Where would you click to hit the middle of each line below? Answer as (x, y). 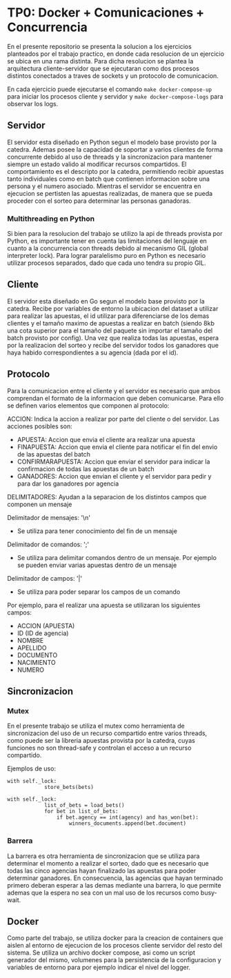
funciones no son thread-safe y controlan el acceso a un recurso (99, 748)
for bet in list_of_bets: (81, 812)
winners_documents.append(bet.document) (128, 824)
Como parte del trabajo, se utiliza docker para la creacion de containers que (115, 938)
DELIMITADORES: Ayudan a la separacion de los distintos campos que (107, 497)
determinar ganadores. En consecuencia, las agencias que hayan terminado (115, 878)
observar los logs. (33, 103)
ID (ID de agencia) (43, 633)
